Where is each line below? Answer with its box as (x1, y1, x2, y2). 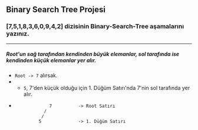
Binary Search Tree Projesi (6, 5, 106, 15)
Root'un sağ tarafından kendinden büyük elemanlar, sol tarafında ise (6, 51, 180, 58)
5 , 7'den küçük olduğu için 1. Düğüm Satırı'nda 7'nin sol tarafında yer (23, 84, 190, 91)
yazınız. (6, 29, 29, 38)
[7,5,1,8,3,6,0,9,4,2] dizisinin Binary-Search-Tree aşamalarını (6, 22, 184, 31)
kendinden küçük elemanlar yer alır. (6, 57, 97, 64)
